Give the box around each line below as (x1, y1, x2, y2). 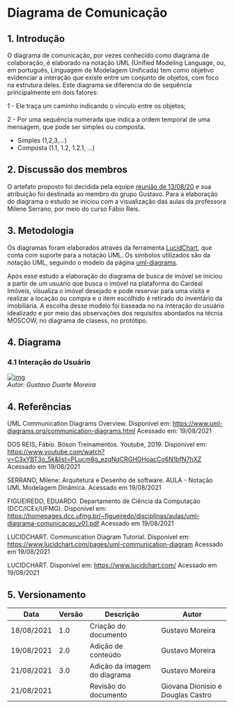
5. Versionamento (7, 588, 86, 601)
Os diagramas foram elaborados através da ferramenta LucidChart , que (7, 243, 212, 252)
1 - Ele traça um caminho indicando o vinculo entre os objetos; (7, 102, 187, 110)
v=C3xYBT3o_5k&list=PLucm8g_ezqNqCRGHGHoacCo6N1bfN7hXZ (7, 455, 202, 463)
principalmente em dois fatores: (7, 89, 99, 96)
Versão (58, 609, 84, 619)
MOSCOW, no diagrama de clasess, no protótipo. (7, 316, 148, 324)
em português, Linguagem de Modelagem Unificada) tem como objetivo (7, 66, 214, 74)
